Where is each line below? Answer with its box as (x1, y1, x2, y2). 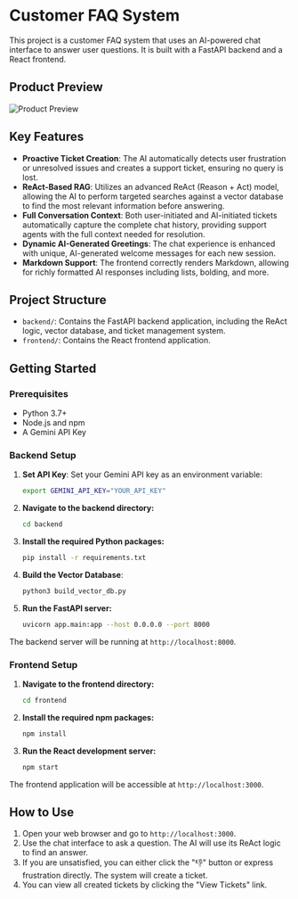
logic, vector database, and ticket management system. (21, 326, 226, 336)
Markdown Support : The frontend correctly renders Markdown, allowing (21, 257, 289, 268)
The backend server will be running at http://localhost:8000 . (9, 636, 237, 647)
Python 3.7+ (21, 408, 68, 419)
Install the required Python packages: (21, 536, 165, 547)
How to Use (9, 804, 75, 821)
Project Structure (9, 292, 107, 308)
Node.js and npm (21, 417, 85, 428)
